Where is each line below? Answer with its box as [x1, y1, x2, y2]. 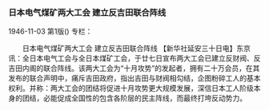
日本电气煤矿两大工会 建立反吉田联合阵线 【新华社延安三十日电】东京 [22, 44, 251, 53]
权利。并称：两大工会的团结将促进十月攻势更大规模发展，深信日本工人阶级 [8, 84, 254, 93]
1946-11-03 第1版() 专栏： [8, 26, 93, 37]
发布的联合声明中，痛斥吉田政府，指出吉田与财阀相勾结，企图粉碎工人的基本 [8, 73, 261, 83]
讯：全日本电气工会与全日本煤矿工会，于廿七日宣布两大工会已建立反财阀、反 [8, 53, 261, 63]
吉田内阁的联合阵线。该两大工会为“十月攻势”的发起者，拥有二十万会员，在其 [8, 64, 260, 73]
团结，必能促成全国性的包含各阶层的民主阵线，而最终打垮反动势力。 [22, 93, 247, 103]
